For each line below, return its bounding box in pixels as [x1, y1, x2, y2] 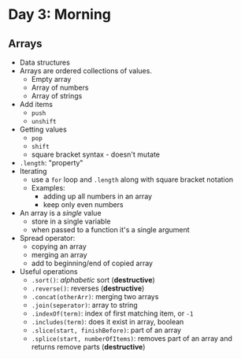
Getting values [19, 124, 67, 134]
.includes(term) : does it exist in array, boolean [31, 317, 184, 326]
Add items [19, 100, 54, 109]
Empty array [31, 75, 72, 83]
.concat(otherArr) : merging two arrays [31, 292, 159, 301]
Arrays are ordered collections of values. [19, 66, 152, 76]
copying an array [31, 242, 87, 251]
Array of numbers [31, 83, 89, 92]
